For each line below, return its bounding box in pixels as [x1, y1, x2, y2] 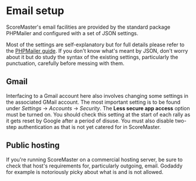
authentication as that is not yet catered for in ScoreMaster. [18, 123, 161, 130]
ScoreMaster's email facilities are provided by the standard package [6, 23, 171, 30]
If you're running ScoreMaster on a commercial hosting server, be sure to [6, 156, 183, 163]
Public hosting [6, 141, 60, 151]
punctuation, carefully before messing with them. [6, 60, 125, 67]
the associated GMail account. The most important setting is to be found [6, 98, 181, 105]
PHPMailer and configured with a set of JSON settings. [6, 29, 139, 36]
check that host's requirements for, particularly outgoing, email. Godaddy [6, 162, 183, 169]
